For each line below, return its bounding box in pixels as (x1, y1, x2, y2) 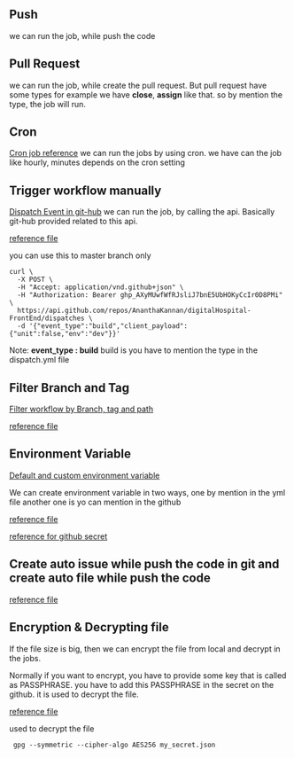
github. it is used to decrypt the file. (9, 689, 139, 699)
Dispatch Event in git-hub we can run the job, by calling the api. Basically (9, 207, 275, 217)
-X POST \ (17, 275, 53, 285)
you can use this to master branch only (9, 250, 152, 261)
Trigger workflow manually (9, 183, 162, 198)
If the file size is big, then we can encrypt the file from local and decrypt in (9, 643, 281, 654)
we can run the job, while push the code (9, 30, 156, 41)
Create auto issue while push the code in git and (9, 557, 280, 572)
